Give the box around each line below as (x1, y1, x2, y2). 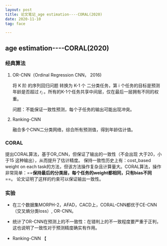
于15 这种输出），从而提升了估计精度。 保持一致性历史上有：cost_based (5, 158, 151, 164)
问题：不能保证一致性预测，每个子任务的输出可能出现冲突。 (12, 106, 135, 112)
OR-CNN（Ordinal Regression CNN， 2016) (12, 72, 102, 78)
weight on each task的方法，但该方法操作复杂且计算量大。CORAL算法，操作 (5, 164, 162, 169)
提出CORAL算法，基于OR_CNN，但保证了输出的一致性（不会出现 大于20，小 (5, 151, 162, 157)
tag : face (5, 21, 26, 26)
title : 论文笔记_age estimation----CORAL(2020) (5, 12, 103, 17)
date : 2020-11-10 (5, 16, 41, 21)
